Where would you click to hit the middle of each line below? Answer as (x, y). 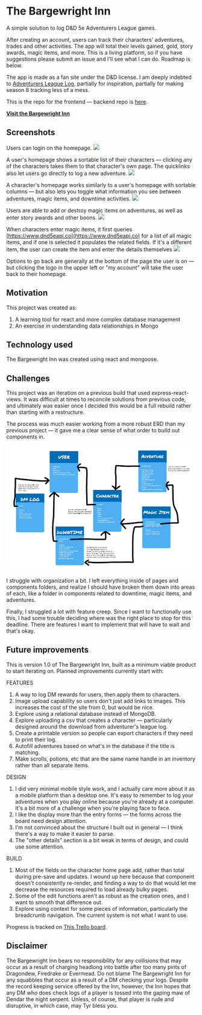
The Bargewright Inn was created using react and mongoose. (82, 359)
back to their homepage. (37, 274)
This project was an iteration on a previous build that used (78, 393)
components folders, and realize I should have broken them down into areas (101, 587)
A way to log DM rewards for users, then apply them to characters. (98, 694)
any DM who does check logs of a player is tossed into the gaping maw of (98, 993)
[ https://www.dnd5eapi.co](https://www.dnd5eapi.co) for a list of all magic (99, 236)
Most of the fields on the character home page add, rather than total (100, 870)
